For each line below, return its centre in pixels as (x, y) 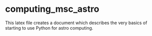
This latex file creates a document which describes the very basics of (76, 23)
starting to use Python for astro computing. (49, 28)
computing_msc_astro (52, 9)
